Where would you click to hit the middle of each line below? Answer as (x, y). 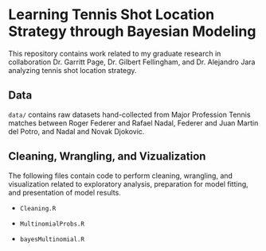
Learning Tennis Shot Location (111, 15)
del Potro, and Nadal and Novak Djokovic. (76, 131)
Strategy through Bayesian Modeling (132, 31)
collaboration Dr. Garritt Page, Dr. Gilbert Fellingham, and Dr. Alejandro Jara (132, 62)
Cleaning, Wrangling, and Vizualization (107, 156)
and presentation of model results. (65, 192)
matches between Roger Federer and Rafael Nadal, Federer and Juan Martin (133, 123)
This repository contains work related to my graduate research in (115, 53)
